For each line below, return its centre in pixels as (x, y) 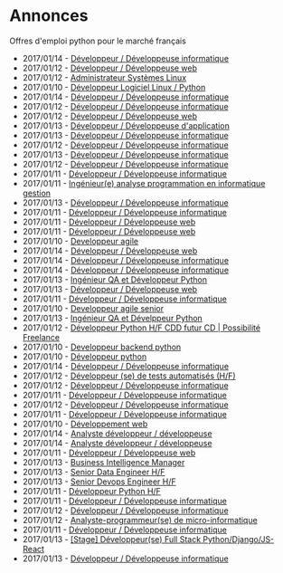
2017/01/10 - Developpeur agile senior (93, 308)
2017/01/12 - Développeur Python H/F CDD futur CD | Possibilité (141, 328)
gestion (37, 193)
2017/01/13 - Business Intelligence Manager (104, 462)
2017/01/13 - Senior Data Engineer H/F (94, 472)
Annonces (49, 16)
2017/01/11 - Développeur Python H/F (91, 491)
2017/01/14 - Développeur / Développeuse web (110, 251)
